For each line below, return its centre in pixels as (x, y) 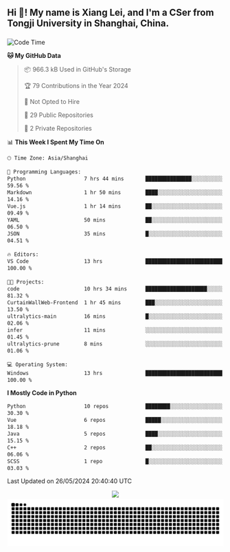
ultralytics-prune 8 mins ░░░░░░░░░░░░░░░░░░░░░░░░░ (115, 344)
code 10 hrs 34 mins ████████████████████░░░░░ (115, 289)
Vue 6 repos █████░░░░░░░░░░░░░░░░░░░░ (115, 421)
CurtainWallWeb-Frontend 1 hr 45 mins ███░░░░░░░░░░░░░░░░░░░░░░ (115, 303)
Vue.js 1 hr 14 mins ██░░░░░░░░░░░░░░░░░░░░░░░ (115, 206)
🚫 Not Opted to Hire (52, 102)
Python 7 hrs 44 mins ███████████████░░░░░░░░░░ (115, 179)
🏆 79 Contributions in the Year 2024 (76, 86)
